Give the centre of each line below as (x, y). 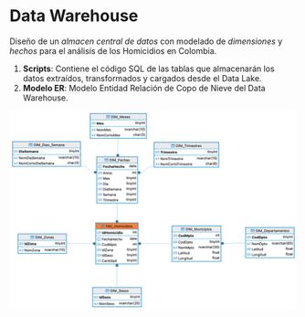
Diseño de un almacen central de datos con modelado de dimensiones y (146, 41)
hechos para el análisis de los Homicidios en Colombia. (113, 50)
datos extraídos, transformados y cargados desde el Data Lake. (142, 78)
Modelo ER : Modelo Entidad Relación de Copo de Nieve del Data (144, 88)
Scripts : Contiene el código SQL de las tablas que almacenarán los (149, 69)
